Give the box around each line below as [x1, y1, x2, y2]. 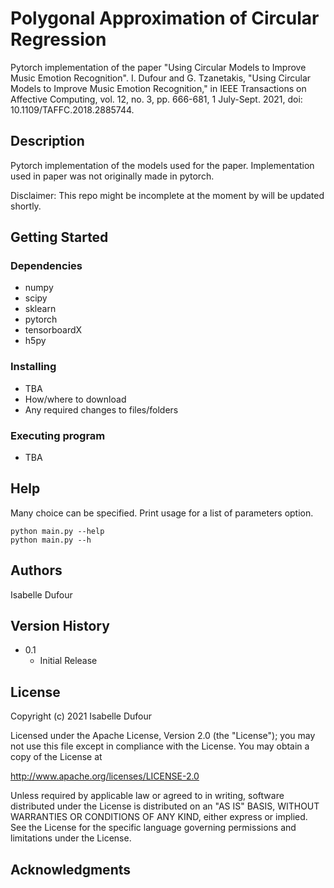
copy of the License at [10, 751, 103, 763]
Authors [10, 562, 63, 579]
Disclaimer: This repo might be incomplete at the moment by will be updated [10, 189, 325, 201]
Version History [10, 618, 110, 635]
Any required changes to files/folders [24, 403, 179, 416]
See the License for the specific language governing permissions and [10, 822, 297, 834]
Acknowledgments [10, 861, 132, 878]
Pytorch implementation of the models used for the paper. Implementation [10, 159, 315, 171]
